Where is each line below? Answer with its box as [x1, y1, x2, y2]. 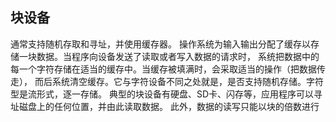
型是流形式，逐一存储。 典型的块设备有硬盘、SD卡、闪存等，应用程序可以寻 [10, 88, 323, 100]
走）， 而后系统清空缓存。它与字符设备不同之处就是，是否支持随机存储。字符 [10, 75, 324, 87]
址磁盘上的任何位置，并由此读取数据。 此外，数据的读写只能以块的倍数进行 [10, 100, 320, 112]
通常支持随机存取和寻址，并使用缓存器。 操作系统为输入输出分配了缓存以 [10, 38, 311, 50]
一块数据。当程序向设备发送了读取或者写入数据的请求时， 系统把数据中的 [18, 50, 320, 62]
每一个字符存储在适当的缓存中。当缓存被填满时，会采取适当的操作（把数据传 [10, 63, 326, 75]
